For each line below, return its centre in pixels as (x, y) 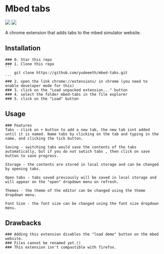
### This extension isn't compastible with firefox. (61, 248)
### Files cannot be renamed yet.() (43, 243)
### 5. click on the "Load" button (42, 99)
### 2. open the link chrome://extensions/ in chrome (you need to (77, 81)
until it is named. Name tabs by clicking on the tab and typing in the (82, 134)
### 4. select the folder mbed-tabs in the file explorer (66, 94)
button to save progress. (32, 156)
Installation (23, 48)
